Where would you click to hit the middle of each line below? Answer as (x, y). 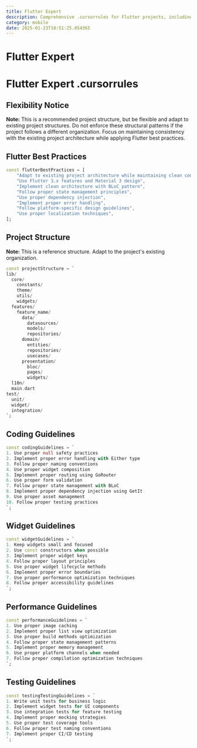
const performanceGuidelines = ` (47, 620)
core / (18, 279)
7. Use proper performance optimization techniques (70, 578)
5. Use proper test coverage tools (50, 723)
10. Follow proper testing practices (52, 502)
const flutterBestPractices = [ (45, 170)
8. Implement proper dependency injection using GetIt (74, 491)
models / (36, 329)
